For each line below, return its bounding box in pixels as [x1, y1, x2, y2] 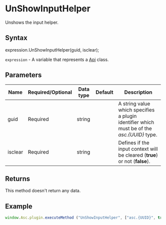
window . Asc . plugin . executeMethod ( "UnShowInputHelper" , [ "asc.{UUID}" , [5, 215, 156, 221]
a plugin [118, 112, 137, 119]
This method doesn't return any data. [5, 188, 81, 194]
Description [124, 89, 153, 96]
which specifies [118, 106, 155, 113]
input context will [118, 145, 158, 152]
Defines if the [118, 139, 150, 146]
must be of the [118, 125, 152, 132]
